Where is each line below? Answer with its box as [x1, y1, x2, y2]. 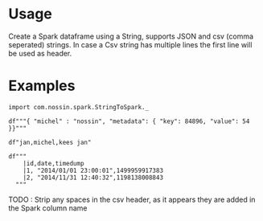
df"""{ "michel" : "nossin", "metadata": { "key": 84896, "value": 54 [8, 117, 250, 125]
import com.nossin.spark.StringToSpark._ [8, 103, 150, 111]
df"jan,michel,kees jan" [8, 138, 92, 146]
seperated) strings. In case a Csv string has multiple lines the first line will [8, 39, 253, 49]
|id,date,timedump [23, 159, 84, 167]
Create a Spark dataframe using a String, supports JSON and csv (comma [8, 31, 254, 41]
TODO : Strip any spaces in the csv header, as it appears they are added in [8, 194, 256, 204]
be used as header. [8, 48, 72, 58]
